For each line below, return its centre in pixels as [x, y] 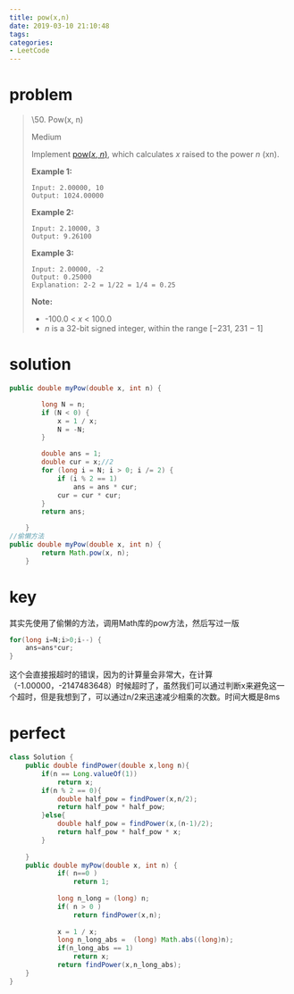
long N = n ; [64, 404]
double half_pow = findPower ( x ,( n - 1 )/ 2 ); [135, 824]
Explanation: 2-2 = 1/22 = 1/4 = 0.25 [103, 285]
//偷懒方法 [27, 537]
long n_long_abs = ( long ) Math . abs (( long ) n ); [145, 940]
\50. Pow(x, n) [57, 120]
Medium [46, 137]
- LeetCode [29, 51]
